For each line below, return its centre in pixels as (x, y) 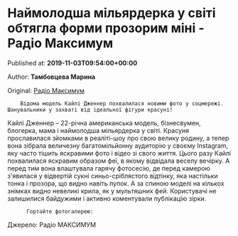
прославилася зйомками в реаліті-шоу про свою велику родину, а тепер (118, 138)
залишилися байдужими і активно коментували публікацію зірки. (107, 198)
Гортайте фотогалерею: (60, 211)
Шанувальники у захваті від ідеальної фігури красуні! (90, 109)
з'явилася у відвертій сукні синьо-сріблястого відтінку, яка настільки (113, 176)
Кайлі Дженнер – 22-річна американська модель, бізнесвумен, (104, 123)
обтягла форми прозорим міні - (106, 28)
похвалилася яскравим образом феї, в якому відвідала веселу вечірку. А (119, 161)
